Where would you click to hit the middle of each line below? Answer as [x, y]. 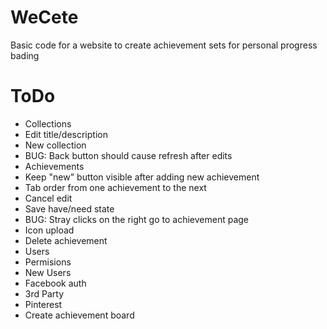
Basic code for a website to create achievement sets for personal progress [164, 45]
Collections [48, 123]
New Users [48, 272]
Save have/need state [69, 208]
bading [25, 55]
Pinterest [43, 304]
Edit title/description [66, 134]
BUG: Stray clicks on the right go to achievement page [137, 219]
